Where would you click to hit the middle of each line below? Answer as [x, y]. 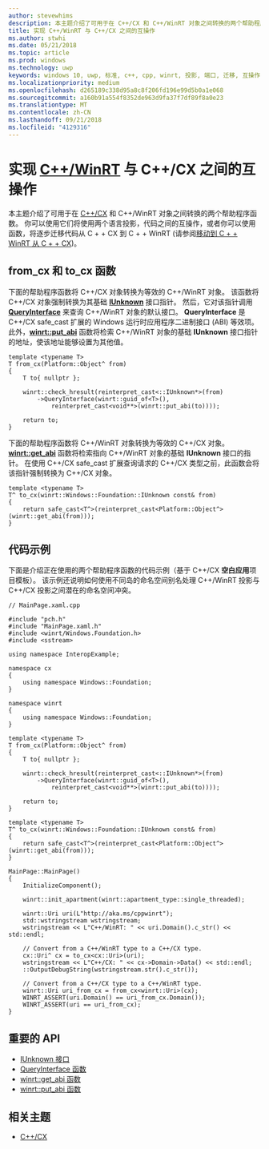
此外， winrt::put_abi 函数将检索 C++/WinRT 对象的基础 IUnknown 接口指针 [133, 331]
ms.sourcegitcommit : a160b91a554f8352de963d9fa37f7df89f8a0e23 [116, 98]
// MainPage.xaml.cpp [44, 605]
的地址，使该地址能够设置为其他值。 [68, 342]
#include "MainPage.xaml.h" [55, 627]
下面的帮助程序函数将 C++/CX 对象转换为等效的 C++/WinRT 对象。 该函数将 [134, 291]
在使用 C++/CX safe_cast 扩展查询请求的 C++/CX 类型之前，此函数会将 [142, 463]
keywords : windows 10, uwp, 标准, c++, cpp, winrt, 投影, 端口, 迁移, [124, 75]
